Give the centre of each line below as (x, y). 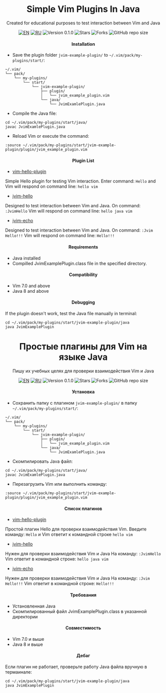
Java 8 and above (30, 291)
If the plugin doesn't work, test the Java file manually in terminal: (71, 313)
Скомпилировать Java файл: (42, 461)
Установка (83, 392)
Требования (83, 595)
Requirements (83, 247)
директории (25, 616)
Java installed (27, 258)
